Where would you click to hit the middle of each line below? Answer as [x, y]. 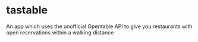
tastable [27, 10]
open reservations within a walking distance [60, 32]
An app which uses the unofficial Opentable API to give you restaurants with [99, 26]
